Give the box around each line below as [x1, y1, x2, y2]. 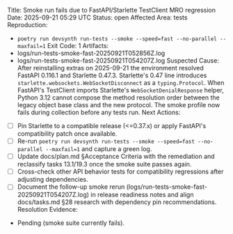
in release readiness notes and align [90, 191, 194, 199]
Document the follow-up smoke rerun [17, 182, 125, 191]
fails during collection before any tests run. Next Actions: [17, 108, 181, 116]
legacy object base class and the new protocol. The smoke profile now [17, 101, 220, 109]
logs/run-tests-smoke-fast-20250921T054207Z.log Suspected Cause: [17, 56, 219, 65]
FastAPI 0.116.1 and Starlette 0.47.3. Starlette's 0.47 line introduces [17, 71, 207, 79]
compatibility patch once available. [17, 130, 118, 138]
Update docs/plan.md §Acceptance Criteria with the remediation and [17, 153, 215, 161]
